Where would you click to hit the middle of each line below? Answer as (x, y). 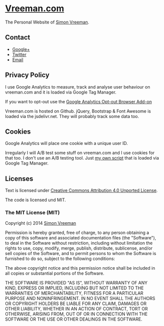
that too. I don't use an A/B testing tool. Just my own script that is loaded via (82, 158)
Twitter (19, 54)
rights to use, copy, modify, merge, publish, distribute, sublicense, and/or (79, 248)
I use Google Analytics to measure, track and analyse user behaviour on (78, 87)
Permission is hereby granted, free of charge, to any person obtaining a (77, 233)
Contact (18, 37)
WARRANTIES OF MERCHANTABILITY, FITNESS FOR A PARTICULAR (74, 293)
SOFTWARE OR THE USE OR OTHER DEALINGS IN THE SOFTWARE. (74, 319)
